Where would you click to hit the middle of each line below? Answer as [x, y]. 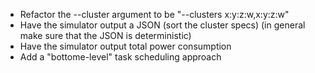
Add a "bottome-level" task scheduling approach [120, 57]
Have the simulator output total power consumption [125, 46]
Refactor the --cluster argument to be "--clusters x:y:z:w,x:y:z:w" [154, 14]
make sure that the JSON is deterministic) [105, 35]
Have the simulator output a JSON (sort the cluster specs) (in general [162, 25]
